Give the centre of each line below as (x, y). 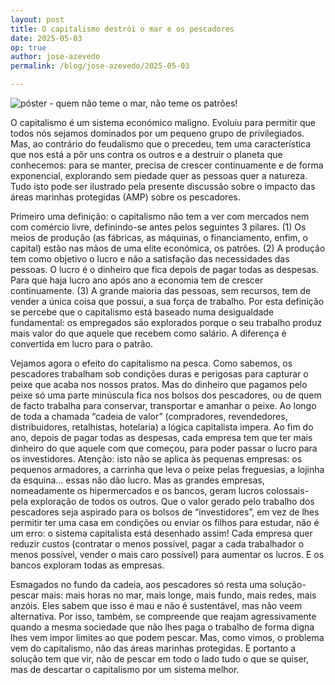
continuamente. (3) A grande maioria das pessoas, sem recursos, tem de (161, 290)
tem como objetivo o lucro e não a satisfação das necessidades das (150, 259)
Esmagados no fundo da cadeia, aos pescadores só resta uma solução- (158, 584)
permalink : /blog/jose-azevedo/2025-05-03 (100, 66)
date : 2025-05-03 (46, 38)
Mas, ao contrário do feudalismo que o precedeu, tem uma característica (161, 144)
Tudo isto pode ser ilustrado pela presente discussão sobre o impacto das (163, 186)
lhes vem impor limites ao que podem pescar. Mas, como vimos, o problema (167, 637)
